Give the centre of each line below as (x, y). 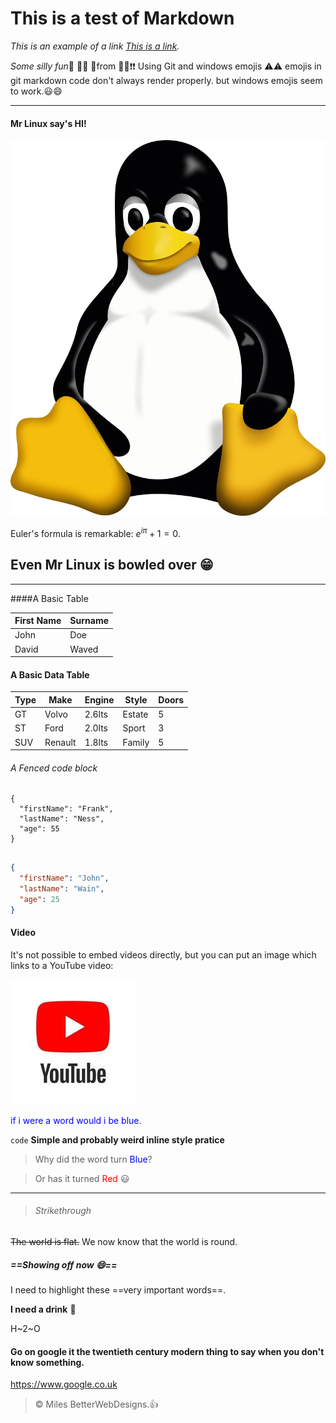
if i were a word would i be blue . (76, 1120)
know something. (47, 1362)
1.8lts (96, 742)
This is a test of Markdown (122, 18)
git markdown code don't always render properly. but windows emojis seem (166, 80)
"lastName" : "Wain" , (62, 889)
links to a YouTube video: (62, 965)
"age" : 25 (39, 899)
